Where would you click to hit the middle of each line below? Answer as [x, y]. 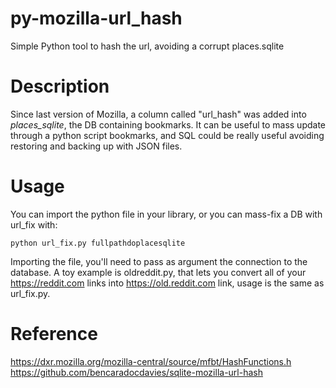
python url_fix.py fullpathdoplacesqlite [98, 243]
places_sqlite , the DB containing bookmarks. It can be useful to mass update [168, 124]
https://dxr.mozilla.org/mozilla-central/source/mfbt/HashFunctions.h [151, 361]
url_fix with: [34, 224]
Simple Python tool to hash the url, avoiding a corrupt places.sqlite [147, 46]
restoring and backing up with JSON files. [96, 146]
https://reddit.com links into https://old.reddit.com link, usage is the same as [167, 283]
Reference [54, 334]
